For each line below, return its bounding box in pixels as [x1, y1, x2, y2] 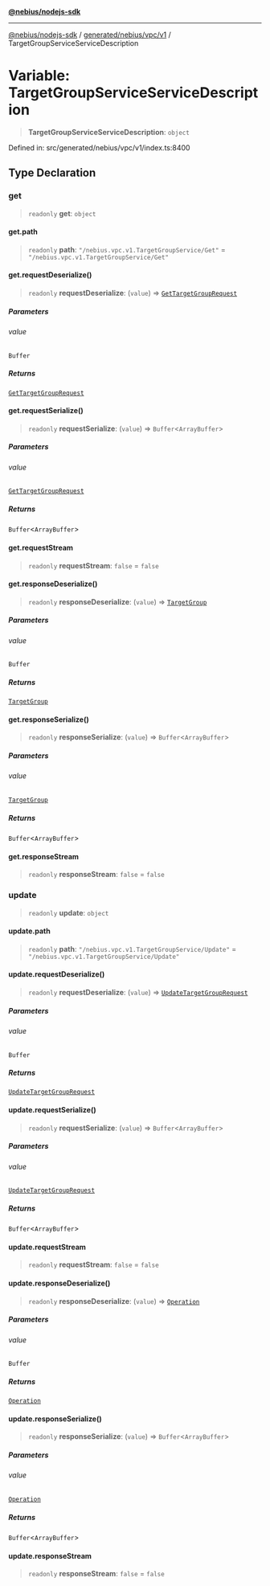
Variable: [8, 67, 71, 85]
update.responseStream [8, 1551, 92, 1560]
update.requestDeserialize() [8, 969, 105, 979]
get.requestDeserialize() [8, 270, 92, 280]
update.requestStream [8, 1242, 87, 1252]
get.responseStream [8, 851, 79, 861]
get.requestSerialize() [8, 406, 84, 416]
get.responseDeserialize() [8, 579, 98, 589]
